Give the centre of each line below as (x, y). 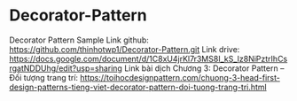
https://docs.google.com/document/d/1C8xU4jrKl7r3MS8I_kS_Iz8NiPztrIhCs (148, 58)
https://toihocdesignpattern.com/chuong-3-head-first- (180, 77)
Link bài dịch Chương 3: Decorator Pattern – (204, 68)
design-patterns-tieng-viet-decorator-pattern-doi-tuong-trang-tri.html (138, 87)
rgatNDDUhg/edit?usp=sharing (66, 68)
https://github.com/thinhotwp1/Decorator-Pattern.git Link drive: (125, 49)
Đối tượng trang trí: (43, 77)
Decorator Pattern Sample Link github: (79, 40)
